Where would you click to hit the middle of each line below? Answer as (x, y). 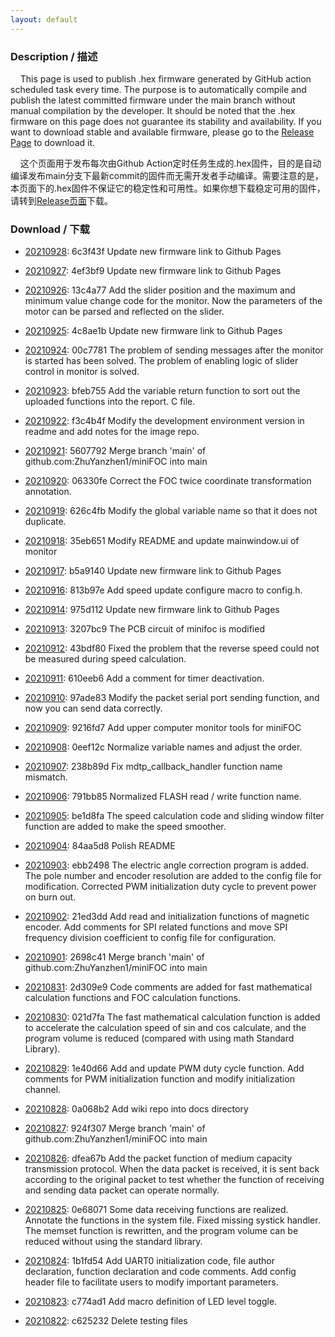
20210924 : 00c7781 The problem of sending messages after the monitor (174, 350)
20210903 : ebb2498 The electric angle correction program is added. (167, 865)
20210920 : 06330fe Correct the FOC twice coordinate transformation (168, 481)
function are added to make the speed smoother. (125, 827)
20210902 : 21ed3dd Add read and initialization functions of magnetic (167, 917)
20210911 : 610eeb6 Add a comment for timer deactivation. (144, 678)
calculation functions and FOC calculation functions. (133, 998)
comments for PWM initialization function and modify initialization (159, 1079)
